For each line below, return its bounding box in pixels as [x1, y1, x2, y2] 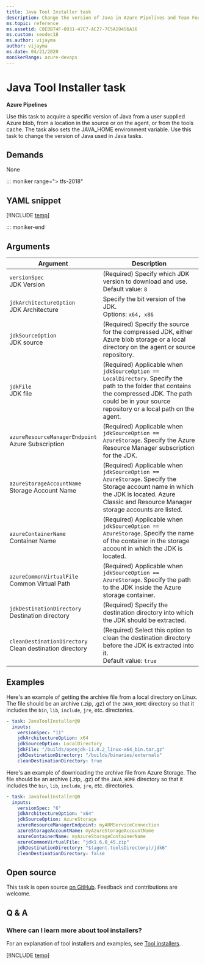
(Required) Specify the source [103, 320, 190, 328]
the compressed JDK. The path [103, 389, 192, 397]
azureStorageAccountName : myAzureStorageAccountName [17, 828, 154, 834]
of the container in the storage [103, 537, 190, 545]
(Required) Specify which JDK [103, 270, 190, 278]
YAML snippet [6, 195, 61, 206]
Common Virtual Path [9, 579, 71, 588]
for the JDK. [103, 451, 137, 460]
